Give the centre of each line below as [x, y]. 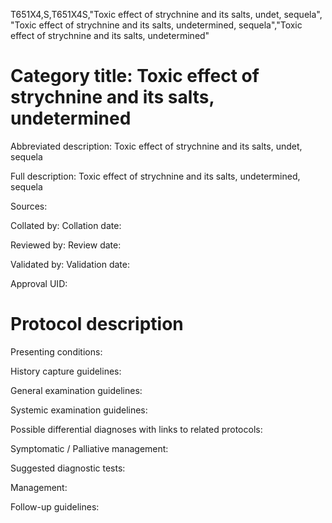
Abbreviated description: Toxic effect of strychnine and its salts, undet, [156, 146]
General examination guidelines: [76, 390]
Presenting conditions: [56, 351]
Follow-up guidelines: [55, 506]
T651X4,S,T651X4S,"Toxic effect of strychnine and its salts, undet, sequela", [166, 14]
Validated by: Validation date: [70, 264]
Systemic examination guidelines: [79, 410]
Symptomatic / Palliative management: [89, 448]
